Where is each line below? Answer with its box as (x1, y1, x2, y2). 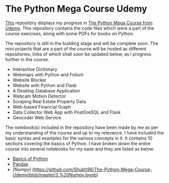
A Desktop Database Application (12, 87, 80, 94)
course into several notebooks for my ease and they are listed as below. (5, 146, 155, 152)
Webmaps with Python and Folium (12, 71, 84, 77)
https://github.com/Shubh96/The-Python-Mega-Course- (33, 166, 152, 172)
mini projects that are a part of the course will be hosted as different (5, 45, 147, 52)
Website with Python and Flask (12, 82, 77, 88)
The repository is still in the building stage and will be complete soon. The (5, 40, 158, 46)
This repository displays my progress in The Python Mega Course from (5, 20, 153, 26)
